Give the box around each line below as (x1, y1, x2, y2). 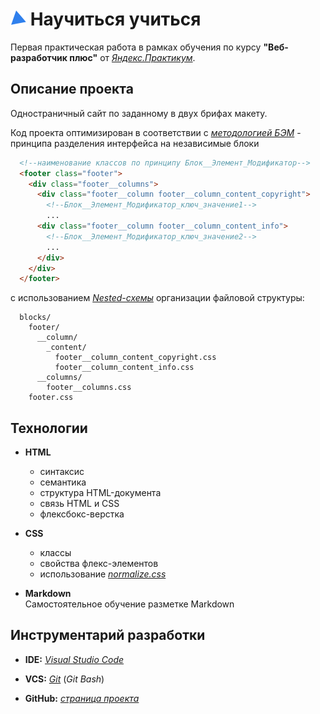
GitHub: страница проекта (24, 692, 140, 704)
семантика (39, 476, 87, 488)
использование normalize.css (39, 568, 167, 580)
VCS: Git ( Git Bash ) (24, 673, 105, 685)
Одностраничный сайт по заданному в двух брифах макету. (10, 107, 268, 119)
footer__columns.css (46, 383, 132, 393)
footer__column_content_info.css (54, 363, 195, 373)
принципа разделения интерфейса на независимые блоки (10, 137, 260, 149)
